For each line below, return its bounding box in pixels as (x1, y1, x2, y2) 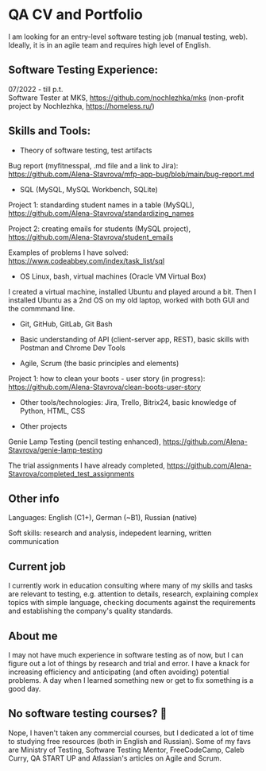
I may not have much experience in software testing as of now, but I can (8, 650, 244, 660)
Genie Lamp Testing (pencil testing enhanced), (8, 437, 161, 446)
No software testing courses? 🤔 (8, 707, 168, 720)
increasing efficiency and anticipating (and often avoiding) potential (8, 667, 229, 677)
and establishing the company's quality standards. (8, 606, 173, 616)
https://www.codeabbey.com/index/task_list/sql (8, 256, 165, 265)
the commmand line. (8, 303, 75, 313)
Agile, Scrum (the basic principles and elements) (19, 358, 179, 368)
